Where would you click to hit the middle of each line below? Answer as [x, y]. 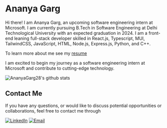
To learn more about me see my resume [46, 53]
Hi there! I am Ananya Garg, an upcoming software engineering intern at [79, 22]
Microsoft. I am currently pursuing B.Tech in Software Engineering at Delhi [81, 27]
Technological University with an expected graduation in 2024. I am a [77, 33]
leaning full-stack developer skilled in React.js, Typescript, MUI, [80, 38]
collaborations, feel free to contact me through [53, 111]
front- [155, 33]
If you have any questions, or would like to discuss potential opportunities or [83, 106]
